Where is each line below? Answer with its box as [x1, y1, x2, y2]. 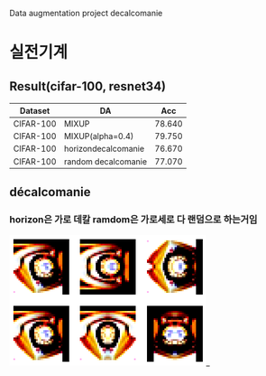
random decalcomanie [63, 155, 147, 166]
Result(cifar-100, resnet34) [9, 79, 167, 94]
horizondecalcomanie [63, 144, 145, 155]
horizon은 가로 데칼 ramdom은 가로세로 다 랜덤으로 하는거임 [9, 213, 258, 226]
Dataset [19, 105, 50, 116]
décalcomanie [9, 184, 92, 200]
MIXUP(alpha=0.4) [63, 131, 134, 141]
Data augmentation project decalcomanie [9, 8, 163, 18]
